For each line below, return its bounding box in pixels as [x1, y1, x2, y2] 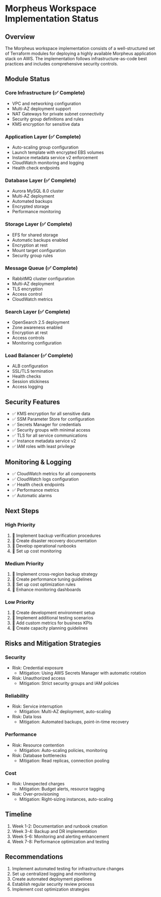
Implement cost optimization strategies [12, 886, 90, 892]
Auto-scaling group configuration [12, 144, 79, 150]
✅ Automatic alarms [12, 493, 52, 498]
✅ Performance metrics [12, 487, 59, 493]
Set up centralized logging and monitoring [12, 871, 96, 877]
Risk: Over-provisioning [12, 791, 59, 797]
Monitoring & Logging [5, 458, 72, 466]
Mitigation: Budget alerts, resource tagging [19, 786, 105, 792]
